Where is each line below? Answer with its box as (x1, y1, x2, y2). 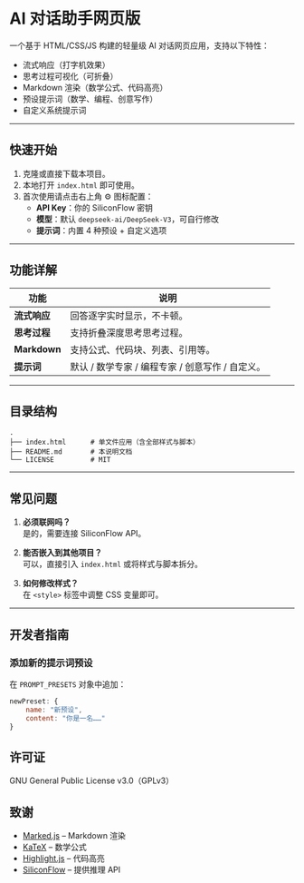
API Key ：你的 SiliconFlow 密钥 (35, 201, 154, 213)
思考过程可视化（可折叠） (22, 70, 119, 82)
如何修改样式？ (22, 578, 79, 589)
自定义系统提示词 (22, 104, 87, 115)
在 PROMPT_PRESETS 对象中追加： (9, 678, 127, 690)
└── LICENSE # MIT (9, 456, 111, 465)
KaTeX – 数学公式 (22, 841, 88, 852)
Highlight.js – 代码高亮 (22, 853, 106, 863)
